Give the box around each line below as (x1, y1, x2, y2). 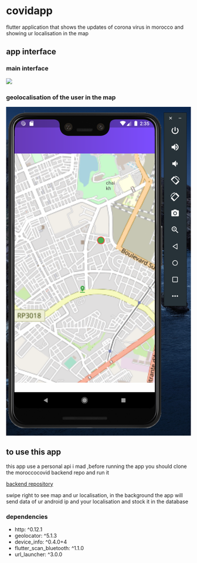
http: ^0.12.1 (14, 526, 43, 533)
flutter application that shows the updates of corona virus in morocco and (6, 23, 184, 31)
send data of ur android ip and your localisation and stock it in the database (6, 498, 189, 505)
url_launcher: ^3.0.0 (14, 551, 63, 558)
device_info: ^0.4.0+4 (14, 538, 67, 545)
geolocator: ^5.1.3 (14, 532, 57, 540)
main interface (6, 65, 49, 73)
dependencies (6, 513, 48, 521)
